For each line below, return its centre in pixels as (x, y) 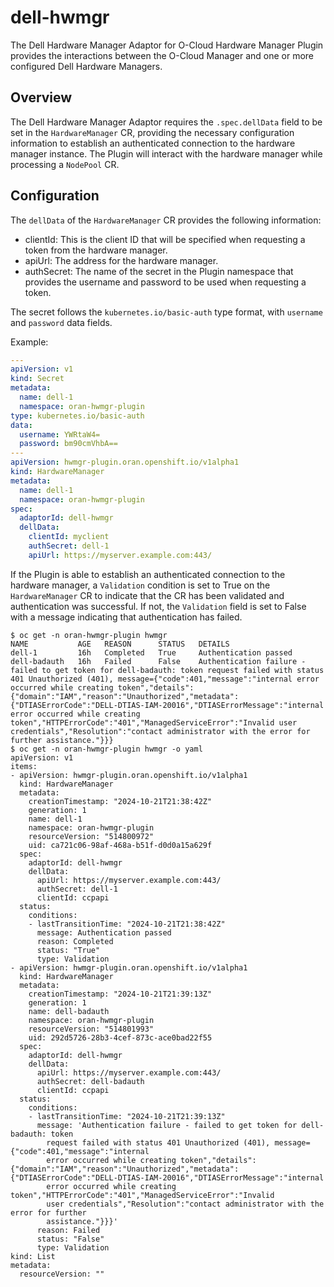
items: (24, 766)
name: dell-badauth (69, 1011)
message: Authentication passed (104, 932)
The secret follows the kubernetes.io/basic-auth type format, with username (166, 312)
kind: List (33, 1256)
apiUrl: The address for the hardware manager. (121, 260)
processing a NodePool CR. (65, 164)
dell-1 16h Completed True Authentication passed (151, 652)
